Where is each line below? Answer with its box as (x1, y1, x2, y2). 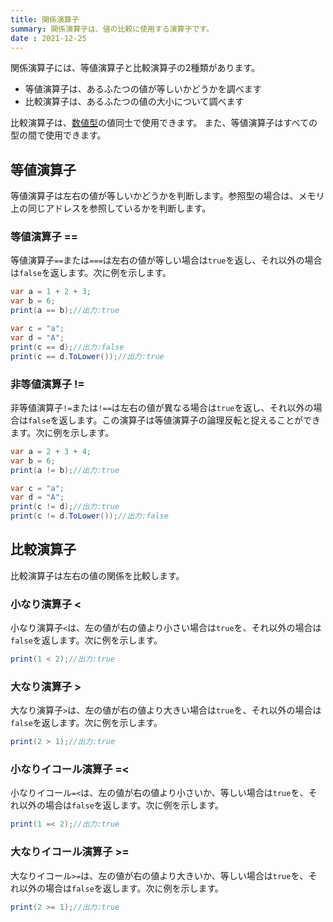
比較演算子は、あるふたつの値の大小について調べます (24, 96, 245, 108)
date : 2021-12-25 (10, 33, 87, 43)
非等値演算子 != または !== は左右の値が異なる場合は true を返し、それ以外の (10, 401, 314, 413)
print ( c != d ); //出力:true (10, 502, 120, 512)
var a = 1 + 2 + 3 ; (10, 287, 92, 297)
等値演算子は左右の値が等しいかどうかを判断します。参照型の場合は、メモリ (10, 190, 325, 202)
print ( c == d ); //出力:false (10, 342, 125, 352)
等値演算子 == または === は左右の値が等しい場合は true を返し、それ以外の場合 (10, 254, 323, 266)
